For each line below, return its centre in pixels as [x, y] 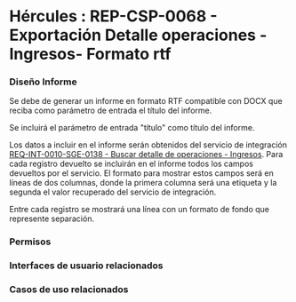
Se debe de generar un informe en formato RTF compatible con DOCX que [146, 101]
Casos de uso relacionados [69, 290]
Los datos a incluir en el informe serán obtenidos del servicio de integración [148, 145]
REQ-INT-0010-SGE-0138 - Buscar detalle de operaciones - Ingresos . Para [146, 155]
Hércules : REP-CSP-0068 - [113, 16]
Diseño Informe [43, 82]
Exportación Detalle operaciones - [138, 35]
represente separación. [52, 219]
